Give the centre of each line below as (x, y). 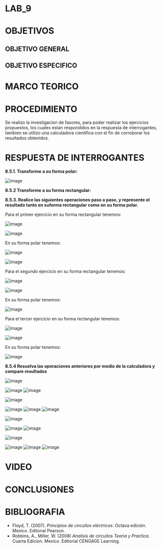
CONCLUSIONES (40, 489)
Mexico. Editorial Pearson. (38, 530)
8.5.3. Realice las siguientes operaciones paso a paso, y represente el (78, 200)
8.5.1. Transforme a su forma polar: (41, 171)
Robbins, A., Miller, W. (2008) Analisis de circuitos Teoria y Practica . (81, 536)
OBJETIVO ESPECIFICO (41, 66)
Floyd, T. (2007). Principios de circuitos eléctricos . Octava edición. (79, 525)
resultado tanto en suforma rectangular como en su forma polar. (72, 205)
